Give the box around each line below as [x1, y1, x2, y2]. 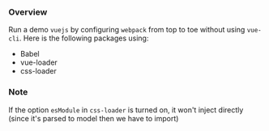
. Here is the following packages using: [19, 33, 149, 43]
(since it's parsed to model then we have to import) [8, 113, 179, 123]
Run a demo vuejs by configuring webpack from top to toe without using [8, 25, 246, 35]
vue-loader [19, 57, 58, 67]
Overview [8, 6, 48, 18]
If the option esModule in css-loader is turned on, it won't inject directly [8, 104, 244, 115]
